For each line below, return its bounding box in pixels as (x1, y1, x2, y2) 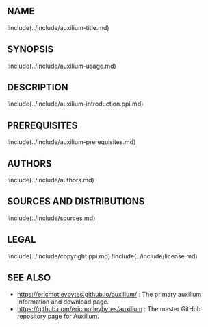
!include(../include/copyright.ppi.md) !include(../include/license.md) (7, 252, 198, 260)
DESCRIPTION (7, 82, 68, 93)
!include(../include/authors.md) (7, 176, 94, 184)
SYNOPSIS (7, 44, 54, 56)
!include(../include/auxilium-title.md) (7, 23, 109, 32)
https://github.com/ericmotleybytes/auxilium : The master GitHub (16, 304, 201, 313)
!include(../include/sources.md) (7, 214, 96, 222)
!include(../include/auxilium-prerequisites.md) (7, 138, 136, 146)
